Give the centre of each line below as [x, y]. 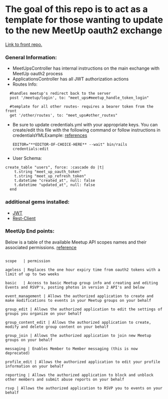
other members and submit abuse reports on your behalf [65, 379]
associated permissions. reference [41, 247]
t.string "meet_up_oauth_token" [48, 172]
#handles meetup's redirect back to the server [60, 94]
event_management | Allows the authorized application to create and [79, 296]
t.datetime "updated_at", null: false [55, 185]
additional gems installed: [37, 202]
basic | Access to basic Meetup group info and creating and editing [81, 283]
